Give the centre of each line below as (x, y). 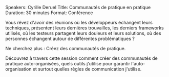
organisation (18, 69)
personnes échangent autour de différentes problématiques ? (70, 38)
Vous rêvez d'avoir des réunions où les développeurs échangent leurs (79, 23)
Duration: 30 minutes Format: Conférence (49, 13)
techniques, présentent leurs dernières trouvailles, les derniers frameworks (84, 28)
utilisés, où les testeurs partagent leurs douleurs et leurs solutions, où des (83, 33)
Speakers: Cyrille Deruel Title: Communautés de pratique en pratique (78, 7)
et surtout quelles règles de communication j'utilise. (87, 69)
